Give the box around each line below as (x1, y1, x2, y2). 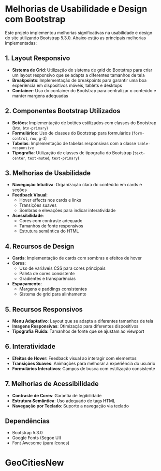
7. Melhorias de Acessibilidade (5, 380, 99, 388)
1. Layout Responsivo (5, 54, 70, 63)
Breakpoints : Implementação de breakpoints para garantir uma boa (12, 77, 147, 83)
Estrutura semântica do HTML (19, 228, 79, 234)
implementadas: (5, 40, 37, 46)
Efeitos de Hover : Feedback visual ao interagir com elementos (12, 355, 137, 361)
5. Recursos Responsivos (5, 305, 83, 313)
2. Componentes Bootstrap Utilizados (5, 107, 121, 115)
